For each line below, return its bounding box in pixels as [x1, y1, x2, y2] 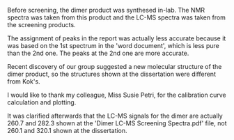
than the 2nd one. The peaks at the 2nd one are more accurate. [7, 49, 189, 57]
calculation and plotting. [7, 98, 77, 107]
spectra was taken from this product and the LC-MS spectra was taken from [7, 13, 226, 22]
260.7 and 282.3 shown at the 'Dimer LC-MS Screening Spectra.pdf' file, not [7, 119, 227, 127]
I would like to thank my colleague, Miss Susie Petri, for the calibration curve [7, 91, 226, 99]
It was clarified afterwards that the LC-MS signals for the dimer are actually [7, 111, 223, 120]
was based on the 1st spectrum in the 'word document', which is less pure [7, 42, 219, 49]
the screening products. [7, 21, 76, 29]
